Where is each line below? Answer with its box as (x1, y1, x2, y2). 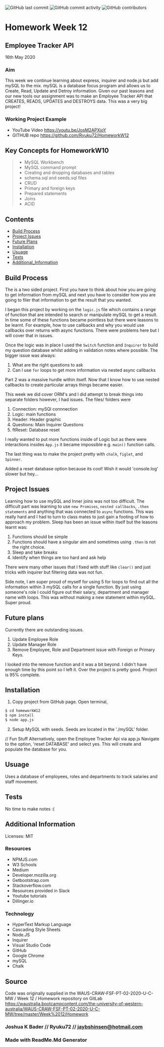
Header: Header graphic (12, 416, 61, 422)
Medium (12, 867, 29, 873)
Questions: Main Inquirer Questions (12, 422, 84, 428)
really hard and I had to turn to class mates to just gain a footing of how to (5, 513, 154, 519)
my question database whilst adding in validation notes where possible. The (5, 347, 158, 353)
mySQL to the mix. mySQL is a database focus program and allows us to (5, 83, 151, 89)
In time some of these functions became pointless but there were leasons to (5, 317, 159, 323)
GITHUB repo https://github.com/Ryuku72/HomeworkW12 (12, 132, 129, 138)
